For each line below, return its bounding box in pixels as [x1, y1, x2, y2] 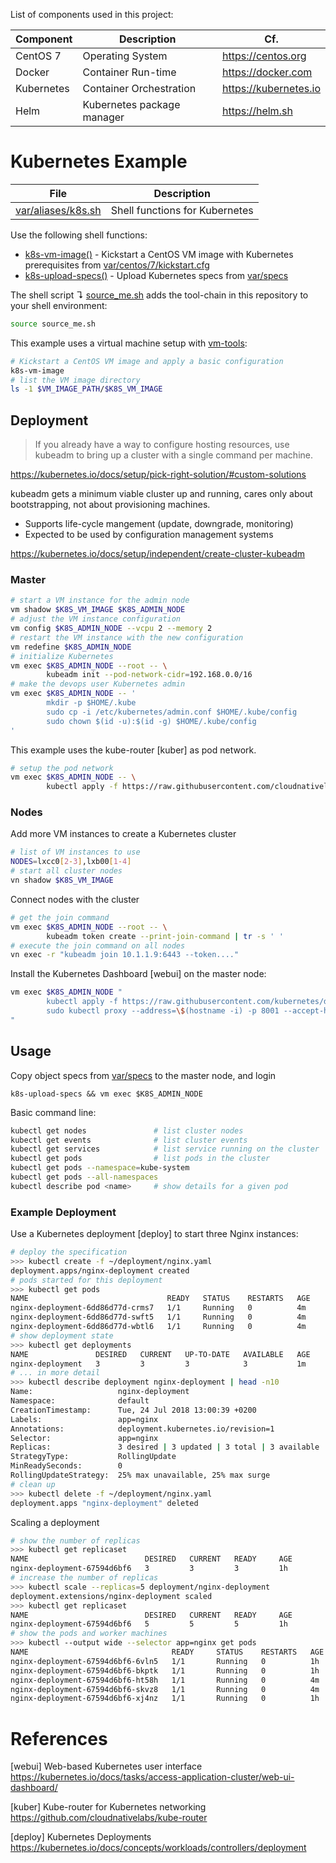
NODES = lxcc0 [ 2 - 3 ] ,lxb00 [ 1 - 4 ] [10, 857, 132, 867]
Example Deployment [10, 1205, 117, 1219]
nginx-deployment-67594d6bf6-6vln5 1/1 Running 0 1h [10, 1656, 320, 1666]
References [10, 1727, 108, 1750]
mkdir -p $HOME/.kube [46, 698, 137, 708]
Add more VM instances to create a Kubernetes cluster [10, 828, 237, 840]
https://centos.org [221, 49, 307, 63]
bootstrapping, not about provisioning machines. [10, 499, 211, 511]
